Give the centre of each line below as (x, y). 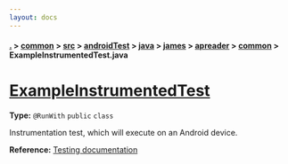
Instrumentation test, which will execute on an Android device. (123, 133)
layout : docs (33, 17)
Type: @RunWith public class (62, 115)
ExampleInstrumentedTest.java (69, 55)
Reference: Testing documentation (74, 150)
